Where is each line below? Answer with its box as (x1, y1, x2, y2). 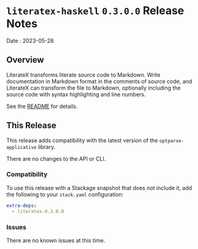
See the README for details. (6, 102, 78, 110)
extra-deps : (6, 202, 37, 209)
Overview (6, 55, 45, 65)
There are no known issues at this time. (6, 237, 106, 244)
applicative (6, 144, 37, 150)
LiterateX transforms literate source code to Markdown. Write (6, 71, 161, 79)
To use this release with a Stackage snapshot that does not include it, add (6, 184, 193, 191)
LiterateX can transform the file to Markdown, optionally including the (6, 84, 181, 91)
